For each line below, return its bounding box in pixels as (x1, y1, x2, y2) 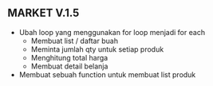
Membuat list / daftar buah (30, 36, 119, 45)
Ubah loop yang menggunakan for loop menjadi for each (18, 27, 205, 37)
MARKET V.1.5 (7, 6, 80, 20)
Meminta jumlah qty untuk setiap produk (30, 44, 164, 54)
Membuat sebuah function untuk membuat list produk (18, 69, 196, 79)
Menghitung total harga (30, 53, 108, 62)
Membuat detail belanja (30, 61, 108, 71)
